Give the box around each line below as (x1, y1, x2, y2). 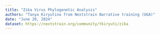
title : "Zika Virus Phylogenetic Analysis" (5, 7, 97, 12)
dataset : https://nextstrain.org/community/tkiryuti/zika (5, 21, 128, 26)
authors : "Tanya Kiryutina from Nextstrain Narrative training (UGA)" (5, 12, 155, 17)
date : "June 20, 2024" (5, 16, 52, 21)
